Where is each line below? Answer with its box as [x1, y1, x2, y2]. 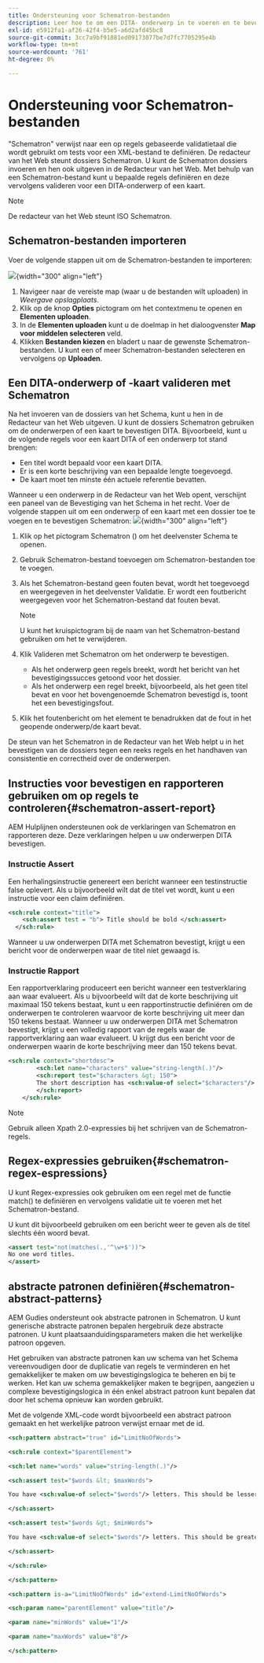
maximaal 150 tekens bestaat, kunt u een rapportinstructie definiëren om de [8, 1000, 253, 1009]
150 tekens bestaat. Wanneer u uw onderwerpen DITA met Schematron [8, 1017, 238, 1026]
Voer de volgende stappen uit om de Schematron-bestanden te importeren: [8, 255, 253, 265]
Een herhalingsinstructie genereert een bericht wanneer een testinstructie [8, 876, 247, 886]
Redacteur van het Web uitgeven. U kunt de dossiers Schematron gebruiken [8, 418, 255, 428]
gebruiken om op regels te [8, 789, 139, 802]
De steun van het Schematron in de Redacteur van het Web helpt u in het [8, 737, 244, 746]
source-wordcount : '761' [8, 48, 90, 56]
